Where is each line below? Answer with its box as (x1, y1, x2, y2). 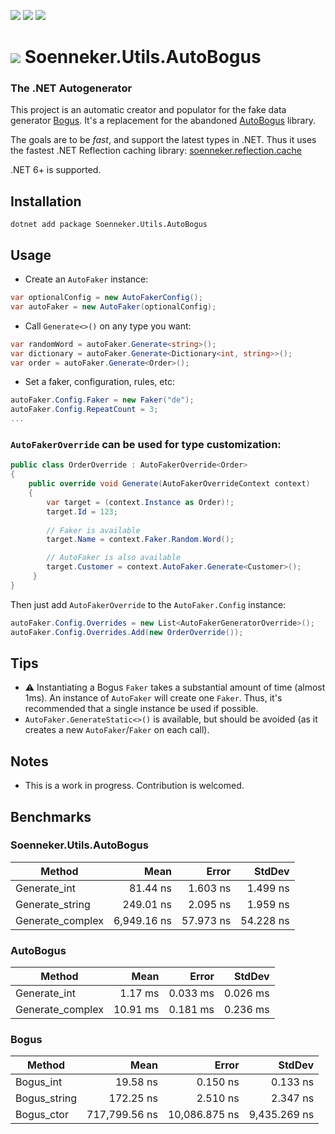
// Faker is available (46, 525, 141, 535)
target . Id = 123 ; (46, 506, 118, 517)
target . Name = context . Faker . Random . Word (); (46, 535, 235, 545)
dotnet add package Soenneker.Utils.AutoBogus (10, 220, 208, 230)
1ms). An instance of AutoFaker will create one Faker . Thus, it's (24, 692, 283, 704)
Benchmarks (10, 808, 92, 825)
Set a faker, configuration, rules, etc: (24, 376, 175, 388)
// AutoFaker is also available (46, 553, 182, 563)
